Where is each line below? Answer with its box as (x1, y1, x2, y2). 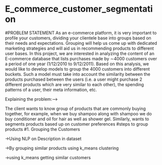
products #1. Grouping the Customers (5, 126, 80, 132)
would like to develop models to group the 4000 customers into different (5, 66, 150, 72)
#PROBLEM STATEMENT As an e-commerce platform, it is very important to (5, 30, 157, 36)
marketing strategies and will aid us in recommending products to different (5, 45, 154, 51)
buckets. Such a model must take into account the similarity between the (5, 71, 150, 77)
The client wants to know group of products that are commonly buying (5, 106, 146, 111)
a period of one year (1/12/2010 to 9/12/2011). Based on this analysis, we (5, 61, 149, 67)
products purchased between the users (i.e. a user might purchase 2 (5, 76, 142, 82)
